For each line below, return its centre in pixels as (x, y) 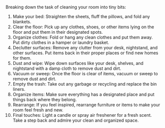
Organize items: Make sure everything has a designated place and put (83, 94)
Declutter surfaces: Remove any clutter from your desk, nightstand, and (85, 48)
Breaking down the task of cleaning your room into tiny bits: (66, 7)
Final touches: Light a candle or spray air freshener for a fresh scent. (82, 115)
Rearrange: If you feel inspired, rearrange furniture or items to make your (86, 105)
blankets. (22, 22)
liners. (19, 89)
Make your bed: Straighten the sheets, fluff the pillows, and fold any (81, 16)
